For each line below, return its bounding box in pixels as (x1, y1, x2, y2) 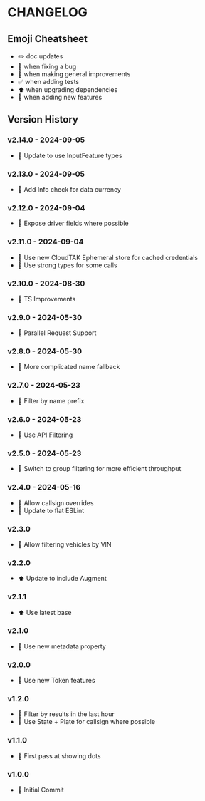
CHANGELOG (7, 4, 88, 21)
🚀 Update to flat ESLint (17, 506, 85, 515)
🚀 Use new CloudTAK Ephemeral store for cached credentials (17, 253, 198, 262)
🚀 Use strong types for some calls (17, 261, 117, 269)
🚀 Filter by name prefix (17, 396, 85, 405)
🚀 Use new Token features (17, 676, 95, 685)
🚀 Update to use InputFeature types (17, 151, 122, 160)
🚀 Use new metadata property (17, 642, 107, 651)
